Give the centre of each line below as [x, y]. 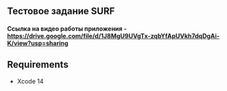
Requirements [38, 65]
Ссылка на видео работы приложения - [67, 28]
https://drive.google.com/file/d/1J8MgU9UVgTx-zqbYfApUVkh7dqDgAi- [113, 36]
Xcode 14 [30, 81]
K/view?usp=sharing [38, 43]
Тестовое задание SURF [61, 11]
